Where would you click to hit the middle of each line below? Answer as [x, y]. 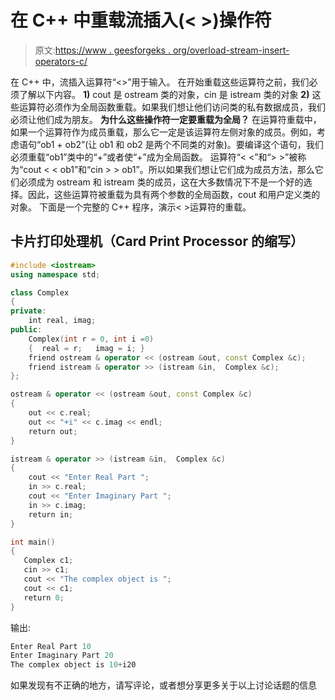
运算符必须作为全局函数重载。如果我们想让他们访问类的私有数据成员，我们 [172, 107]
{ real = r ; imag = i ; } [86, 348]
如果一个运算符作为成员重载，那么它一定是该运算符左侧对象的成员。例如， [163, 132]
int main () [33, 542]
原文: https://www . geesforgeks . [102, 50]
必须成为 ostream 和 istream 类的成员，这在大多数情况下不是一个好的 [161, 182]
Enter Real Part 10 [51, 646]
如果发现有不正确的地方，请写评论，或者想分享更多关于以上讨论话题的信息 [163, 685]
